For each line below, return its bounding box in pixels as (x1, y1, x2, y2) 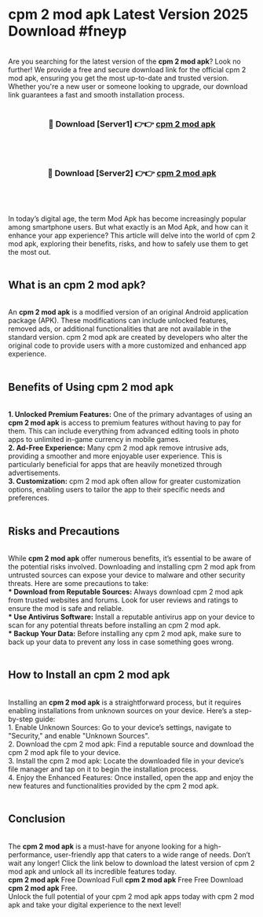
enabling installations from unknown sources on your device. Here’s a (8, 705, 233, 715)
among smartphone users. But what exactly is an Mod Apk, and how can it (8, 222, 249, 231)
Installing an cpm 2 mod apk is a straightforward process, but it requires (8, 698, 242, 707)
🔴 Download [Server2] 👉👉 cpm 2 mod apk (47, 168, 217, 179)
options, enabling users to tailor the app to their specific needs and (8, 485, 225, 495)
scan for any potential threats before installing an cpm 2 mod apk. (8, 620, 221, 630)
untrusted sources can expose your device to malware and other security (8, 570, 246, 580)
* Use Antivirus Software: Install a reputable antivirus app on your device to (8, 612, 255, 621)
